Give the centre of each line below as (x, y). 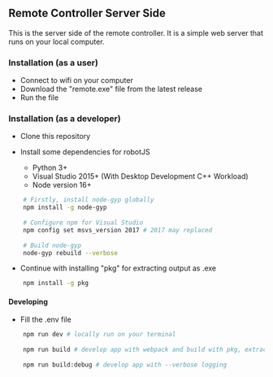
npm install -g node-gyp (65, 208)
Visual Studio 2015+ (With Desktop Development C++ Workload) (141, 176)
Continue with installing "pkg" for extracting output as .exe (118, 268)
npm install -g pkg (56, 284)
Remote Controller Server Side (87, 13)
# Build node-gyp (52, 245)
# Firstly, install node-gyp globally (89, 200)
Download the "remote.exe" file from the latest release (111, 89)
